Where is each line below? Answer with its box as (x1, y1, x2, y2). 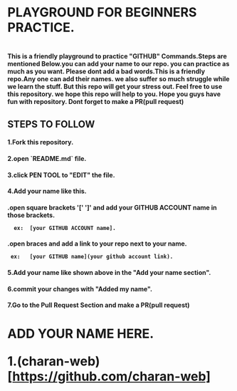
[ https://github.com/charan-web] (7, 368, 211, 385)
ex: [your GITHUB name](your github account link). (10, 254, 174, 261)
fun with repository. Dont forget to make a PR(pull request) (7, 98, 184, 106)
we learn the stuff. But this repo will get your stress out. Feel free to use (7, 83, 223, 91)
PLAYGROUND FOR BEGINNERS (7, 4, 197, 21)
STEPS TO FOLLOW (7, 118, 95, 130)
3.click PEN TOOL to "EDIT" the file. (7, 170, 115, 179)
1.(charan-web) (7, 353, 100, 370)
